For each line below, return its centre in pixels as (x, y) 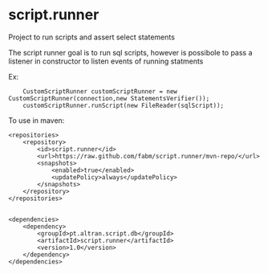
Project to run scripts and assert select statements (91, 37)
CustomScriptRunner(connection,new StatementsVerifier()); (109, 98)
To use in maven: (37, 120)
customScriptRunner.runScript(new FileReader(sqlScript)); (124, 105)
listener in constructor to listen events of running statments (106, 61)
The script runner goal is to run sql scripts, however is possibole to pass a (130, 52)
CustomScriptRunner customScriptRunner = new (100, 91)
